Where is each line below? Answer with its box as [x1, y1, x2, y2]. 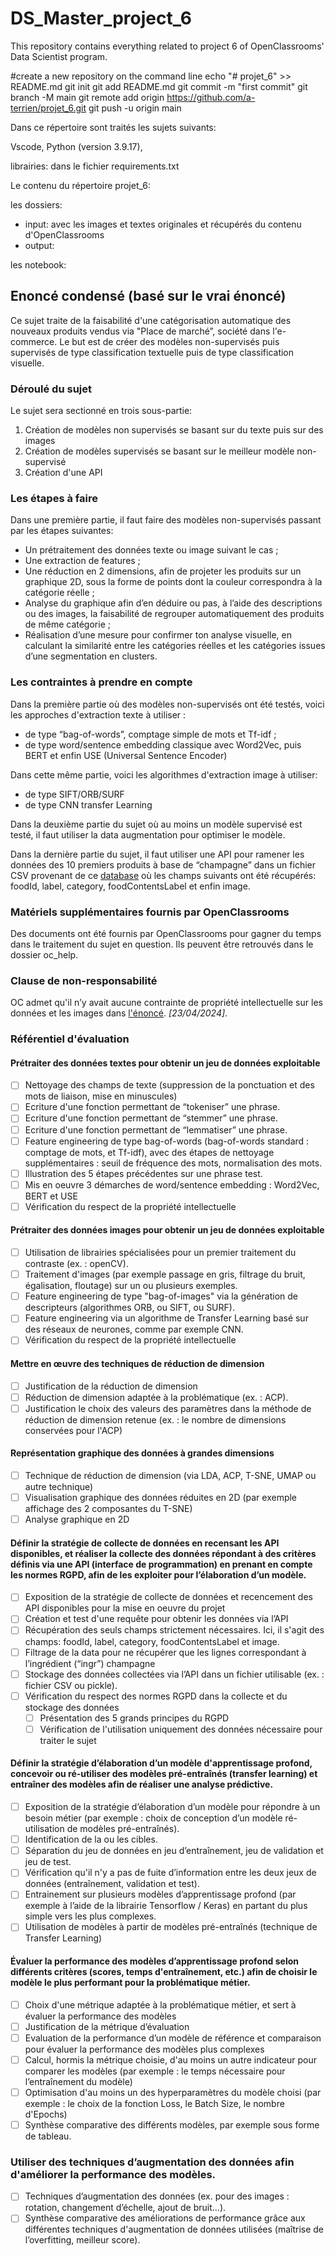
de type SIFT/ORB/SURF [24, 788, 125, 800]
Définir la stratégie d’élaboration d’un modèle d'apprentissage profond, [10, 1757, 313, 1769]
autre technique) [24, 1481, 94, 1493]
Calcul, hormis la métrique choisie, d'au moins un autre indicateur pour [24, 2053, 318, 2066]
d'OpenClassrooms [24, 228, 105, 241]
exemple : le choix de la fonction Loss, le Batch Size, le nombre [24, 2097, 285, 2109]
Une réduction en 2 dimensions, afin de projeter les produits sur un [24, 565, 302, 577]
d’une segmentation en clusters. [24, 650, 158, 662]
